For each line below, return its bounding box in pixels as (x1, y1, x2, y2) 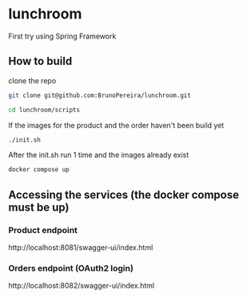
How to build (8, 54, 73, 68)
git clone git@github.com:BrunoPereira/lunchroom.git (8, 91, 192, 99)
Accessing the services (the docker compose (8, 187, 240, 201)
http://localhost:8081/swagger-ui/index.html (8, 242, 153, 252)
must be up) (8, 200, 70, 214)
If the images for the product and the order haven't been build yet (8, 120, 225, 130)
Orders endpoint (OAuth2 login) (8, 262, 134, 273)
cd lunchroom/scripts (8, 106, 81, 114)
